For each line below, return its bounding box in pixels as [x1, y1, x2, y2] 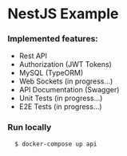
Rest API [18, 51, 48, 60]
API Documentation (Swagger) [18, 85, 120, 95]
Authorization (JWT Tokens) [18, 60, 113, 69]
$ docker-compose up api [14, 140, 97, 148]
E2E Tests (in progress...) [18, 102, 102, 111]
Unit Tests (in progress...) [18, 93, 103, 103]
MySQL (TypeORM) [18, 68, 84, 78]
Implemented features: [7, 33, 99, 45]
